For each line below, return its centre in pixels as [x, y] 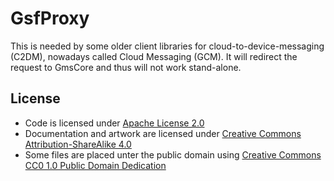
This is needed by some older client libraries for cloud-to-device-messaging [167, 46]
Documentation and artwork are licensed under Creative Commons [163, 133]
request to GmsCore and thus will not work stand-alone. [126, 67]
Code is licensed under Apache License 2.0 [114, 123]
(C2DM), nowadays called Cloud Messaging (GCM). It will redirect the [154, 56]
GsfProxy [50, 18]
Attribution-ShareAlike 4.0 [78, 144]
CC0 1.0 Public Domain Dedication [95, 165]
